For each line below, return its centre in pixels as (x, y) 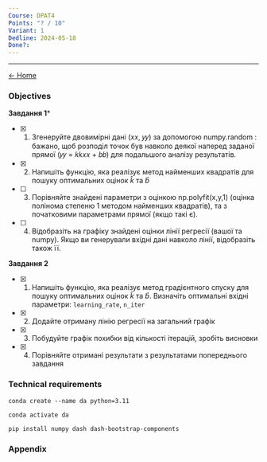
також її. (46, 249)
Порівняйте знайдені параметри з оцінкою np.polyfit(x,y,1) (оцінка (143, 198)
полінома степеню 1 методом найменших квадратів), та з (130, 206)
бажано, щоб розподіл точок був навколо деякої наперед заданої (143, 146)
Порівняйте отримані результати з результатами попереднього (139, 355)
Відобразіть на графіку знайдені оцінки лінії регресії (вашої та (137, 231)
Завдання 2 (29, 264)
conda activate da (39, 415)
